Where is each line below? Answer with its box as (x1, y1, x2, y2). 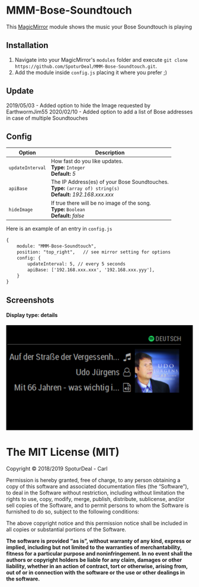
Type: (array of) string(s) (51, 185, 120, 192)
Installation (6, 40, 49, 50)
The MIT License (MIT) (6, 446, 120, 459)
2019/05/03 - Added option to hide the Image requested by (6, 101, 151, 109)
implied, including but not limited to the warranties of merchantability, (6, 544, 182, 551)
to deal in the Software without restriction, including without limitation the (6, 489, 185, 496)
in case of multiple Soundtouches (6, 114, 88, 122)
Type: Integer (51, 164, 85, 171)
